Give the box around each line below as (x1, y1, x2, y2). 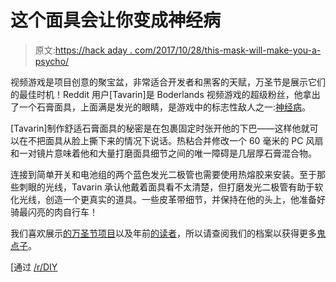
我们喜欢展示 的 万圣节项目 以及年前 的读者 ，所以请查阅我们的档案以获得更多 (10, 227, 317, 239)
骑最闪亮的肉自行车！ (10, 206, 98, 218)
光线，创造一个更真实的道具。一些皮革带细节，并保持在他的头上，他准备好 (18, 193, 326, 205)
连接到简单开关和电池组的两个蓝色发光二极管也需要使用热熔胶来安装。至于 (10, 168, 317, 180)
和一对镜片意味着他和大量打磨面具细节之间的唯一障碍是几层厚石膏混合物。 (10, 147, 317, 159)
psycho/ (34, 55, 70, 67)
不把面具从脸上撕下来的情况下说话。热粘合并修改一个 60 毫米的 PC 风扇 (27, 134, 324, 146)
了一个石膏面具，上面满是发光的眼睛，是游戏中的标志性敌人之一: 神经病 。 (10, 101, 312, 113)
